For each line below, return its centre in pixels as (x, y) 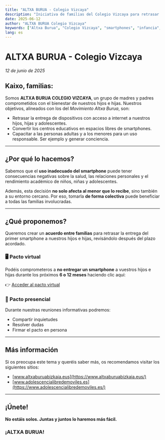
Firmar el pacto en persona (40, 330)
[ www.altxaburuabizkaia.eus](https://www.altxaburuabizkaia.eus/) (79, 376)
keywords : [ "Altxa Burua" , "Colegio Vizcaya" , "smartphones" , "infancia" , (83, 28)
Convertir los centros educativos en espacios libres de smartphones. (82, 128)
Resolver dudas (28, 324)
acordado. (15, 244)
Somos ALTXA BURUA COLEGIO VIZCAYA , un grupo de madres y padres (79, 98)
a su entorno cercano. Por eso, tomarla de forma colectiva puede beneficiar (82, 196)
